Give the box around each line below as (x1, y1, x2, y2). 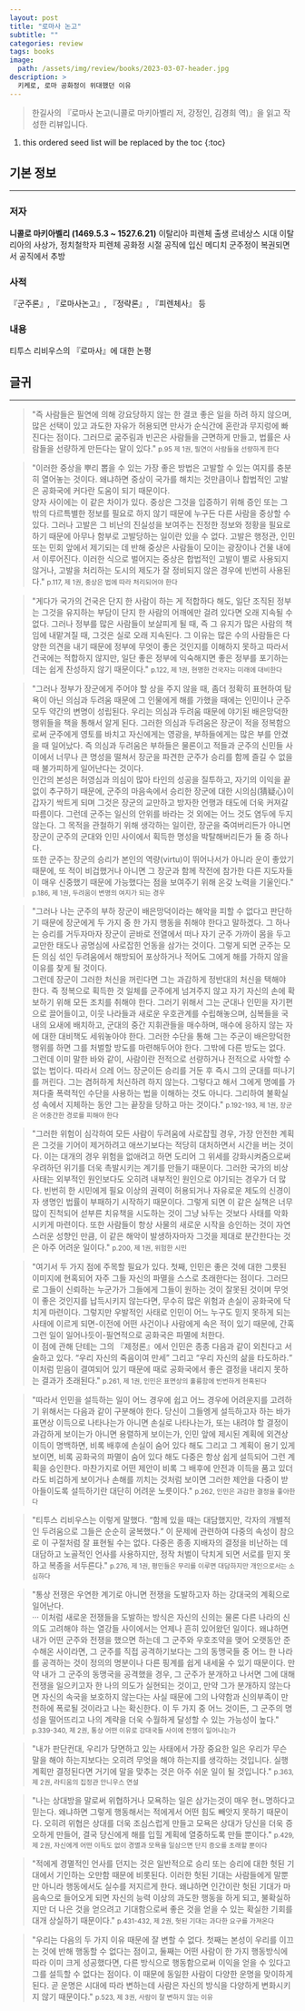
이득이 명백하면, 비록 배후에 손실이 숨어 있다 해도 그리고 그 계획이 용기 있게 (31, 1440, 296, 1451)
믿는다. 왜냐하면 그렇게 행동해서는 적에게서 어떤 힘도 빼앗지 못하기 (31, 1806, 265, 1817)
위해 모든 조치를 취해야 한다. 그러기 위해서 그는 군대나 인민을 (55, 997, 270, 1008)
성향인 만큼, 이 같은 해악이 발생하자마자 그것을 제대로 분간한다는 (55, 1231, 281, 1242)
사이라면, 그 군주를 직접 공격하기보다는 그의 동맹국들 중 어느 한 (55, 1646, 277, 1657)
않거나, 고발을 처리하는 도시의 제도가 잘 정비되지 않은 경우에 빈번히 (31, 565, 267, 576)
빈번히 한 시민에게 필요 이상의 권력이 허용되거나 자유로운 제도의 (44, 1185, 267, 1196)
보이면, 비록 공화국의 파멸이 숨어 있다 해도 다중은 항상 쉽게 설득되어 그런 (31, 1451, 286, 1462)
